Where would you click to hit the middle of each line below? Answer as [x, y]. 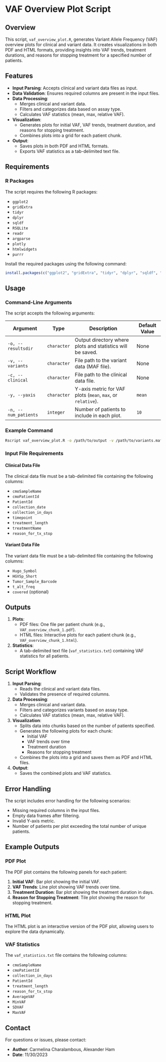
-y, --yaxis [22, 395]
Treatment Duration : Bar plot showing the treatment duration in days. [83, 892]
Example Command [29, 430]
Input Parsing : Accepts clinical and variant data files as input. [75, 88]
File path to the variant [101, 361]
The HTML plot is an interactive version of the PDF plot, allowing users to [80, 926]
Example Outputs [32, 847]
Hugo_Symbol [24, 571]
